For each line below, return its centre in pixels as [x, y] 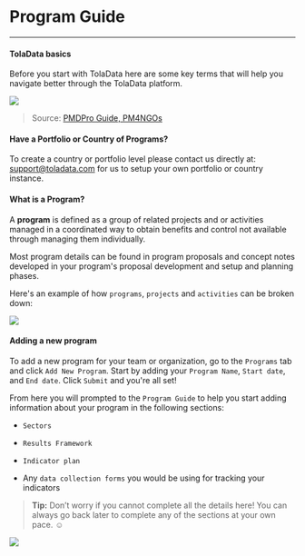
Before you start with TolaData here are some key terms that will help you [147, 74]
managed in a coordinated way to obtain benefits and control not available [148, 229]
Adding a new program [54, 341]
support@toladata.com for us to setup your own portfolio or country [136, 169]
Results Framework [57, 443]
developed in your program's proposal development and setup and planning [151, 266]
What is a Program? [47, 199]
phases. [24, 275]
